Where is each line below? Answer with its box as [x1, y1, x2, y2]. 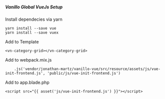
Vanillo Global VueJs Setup [5, 4, 63, 10]
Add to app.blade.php [5, 79, 50, 85]
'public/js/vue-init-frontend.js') [47, 70, 121, 76]
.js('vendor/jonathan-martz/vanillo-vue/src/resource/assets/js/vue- [14, 66, 161, 71]
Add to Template [5, 38, 39, 44]
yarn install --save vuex [5, 30, 58, 35]
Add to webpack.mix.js [5, 57, 52, 63]
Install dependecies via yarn [5, 16, 63, 22]
